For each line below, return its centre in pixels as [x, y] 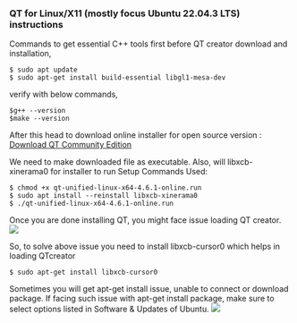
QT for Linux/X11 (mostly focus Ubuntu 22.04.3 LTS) [125, 13]
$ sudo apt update [43, 70]
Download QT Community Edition [71, 145]
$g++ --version [38, 111]
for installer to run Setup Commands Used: [129, 172]
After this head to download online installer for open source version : [136, 135]
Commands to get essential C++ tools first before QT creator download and [148, 44]
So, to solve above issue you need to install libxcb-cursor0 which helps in [144, 246]
